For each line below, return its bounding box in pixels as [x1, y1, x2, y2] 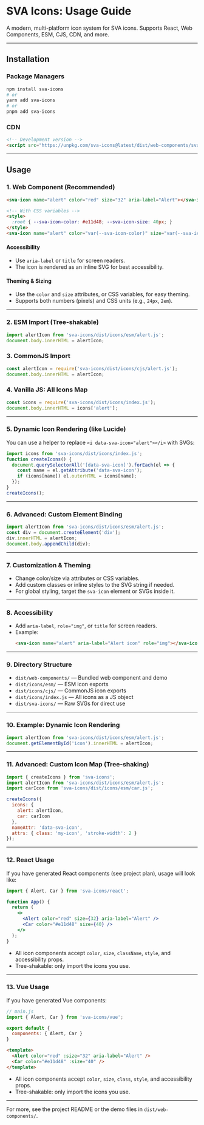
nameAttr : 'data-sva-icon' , [12, 824, 83, 831]
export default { [6, 1025, 50, 1031]
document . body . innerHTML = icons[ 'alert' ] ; [6, 405, 118, 411]
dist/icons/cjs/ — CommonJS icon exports [15, 687, 126, 694]
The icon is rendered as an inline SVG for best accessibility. [15, 263, 164, 271]
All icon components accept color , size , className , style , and [15, 949, 171, 956]
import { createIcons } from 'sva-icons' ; [6, 774, 115, 780]
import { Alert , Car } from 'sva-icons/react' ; [6, 888, 129, 894]
